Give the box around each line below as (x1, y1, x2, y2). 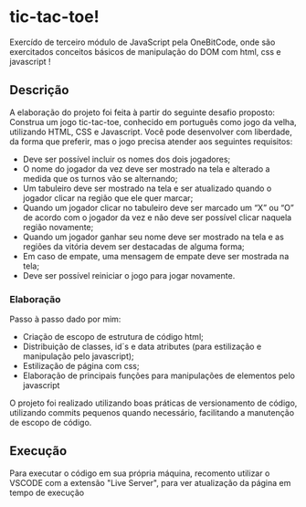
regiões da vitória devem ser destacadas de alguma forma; (22, 240, 245, 252)
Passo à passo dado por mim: (9, 313, 121, 325)
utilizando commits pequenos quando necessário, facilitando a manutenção (9, 407, 295, 418)
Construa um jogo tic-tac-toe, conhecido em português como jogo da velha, (9, 116, 297, 127)
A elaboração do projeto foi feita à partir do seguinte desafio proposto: (9, 107, 276, 118)
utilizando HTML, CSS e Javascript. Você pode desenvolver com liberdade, (9, 126, 292, 137)
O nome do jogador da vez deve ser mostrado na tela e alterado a (22, 163, 270, 174)
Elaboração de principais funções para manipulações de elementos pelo (22, 370, 295, 381)
